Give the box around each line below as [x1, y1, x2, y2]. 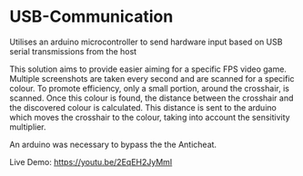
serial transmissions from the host [9, 45, 137, 56]
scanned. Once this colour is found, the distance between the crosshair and [9, 93, 294, 103]
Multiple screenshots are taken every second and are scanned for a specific [9, 73, 295, 83]
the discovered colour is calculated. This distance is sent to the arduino [9, 102, 278, 112]
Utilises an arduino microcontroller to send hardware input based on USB [9, 36, 283, 47]
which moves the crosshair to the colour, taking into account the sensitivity [9, 112, 290, 122]
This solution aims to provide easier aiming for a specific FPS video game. [9, 64, 287, 74]
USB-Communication [9, 6, 174, 27]
